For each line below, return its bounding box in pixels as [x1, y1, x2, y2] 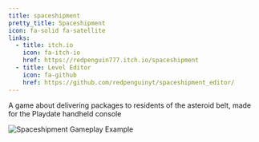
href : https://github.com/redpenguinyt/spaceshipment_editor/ [22, 78, 235, 86]
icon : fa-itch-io [22, 49, 81, 57]
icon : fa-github [22, 71, 78, 79]
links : [8, 34, 30, 42]
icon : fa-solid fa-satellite [8, 26, 106, 34]
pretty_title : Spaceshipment [8, 19, 106, 27]
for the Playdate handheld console [8, 108, 122, 118]
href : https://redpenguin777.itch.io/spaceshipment [22, 57, 199, 65]
